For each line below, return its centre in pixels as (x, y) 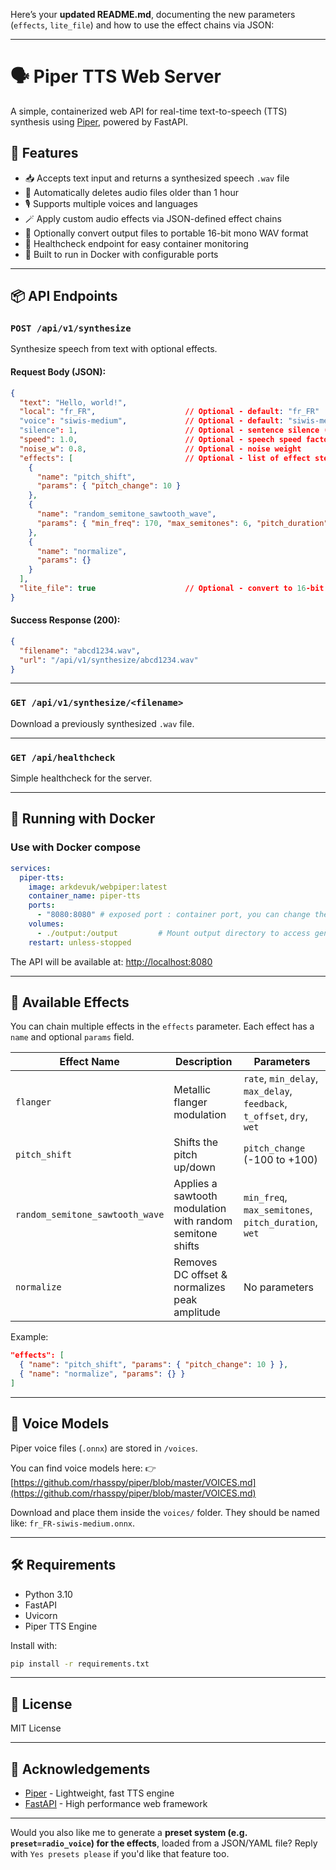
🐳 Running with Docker (83, 819)
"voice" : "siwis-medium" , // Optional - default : (151, 421)
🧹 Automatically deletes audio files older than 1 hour (132, 192)
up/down (195, 1167)
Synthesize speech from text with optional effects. (114, 349)
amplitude (197, 1312)
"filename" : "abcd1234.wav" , (80, 650)
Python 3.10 (48, 1594)
